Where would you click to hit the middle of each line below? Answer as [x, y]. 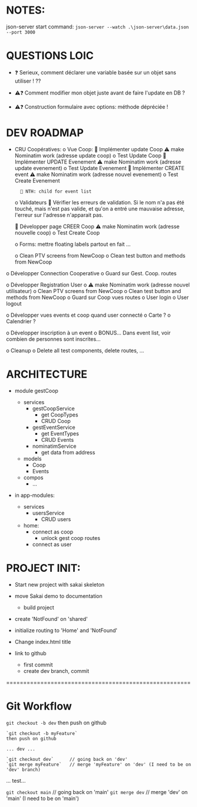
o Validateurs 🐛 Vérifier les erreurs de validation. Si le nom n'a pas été [99, 202]
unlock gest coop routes [70, 538]
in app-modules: [35, 495]
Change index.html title [43, 642]
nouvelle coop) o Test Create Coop [57, 232]
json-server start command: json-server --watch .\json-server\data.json [98, 27]
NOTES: [26, 10]
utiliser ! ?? [28, 81]
